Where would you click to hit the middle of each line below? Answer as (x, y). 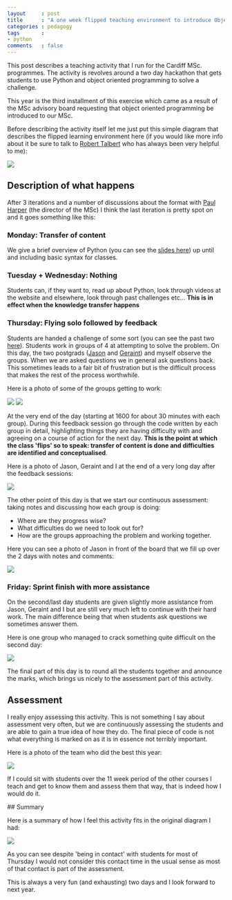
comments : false (35, 46)
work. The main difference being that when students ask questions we (107, 617)
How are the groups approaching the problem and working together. (114, 535)
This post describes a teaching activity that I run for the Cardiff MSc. (105, 65)
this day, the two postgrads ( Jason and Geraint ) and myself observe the (109, 353)
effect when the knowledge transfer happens (74, 305)
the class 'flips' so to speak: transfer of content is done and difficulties (111, 445)
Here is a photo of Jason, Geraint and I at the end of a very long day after (111, 466)
